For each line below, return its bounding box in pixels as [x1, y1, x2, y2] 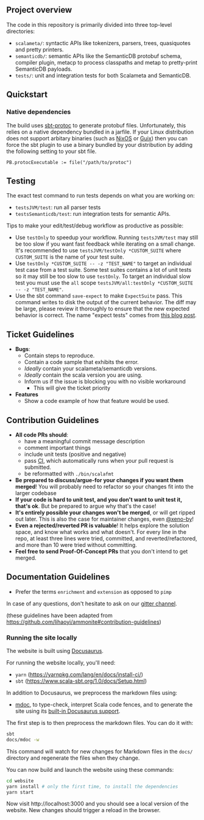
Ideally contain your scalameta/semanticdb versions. [24, 365, 157, 373]
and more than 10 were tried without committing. [15, 541, 137, 548]
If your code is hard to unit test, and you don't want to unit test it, [15, 496, 183, 503]
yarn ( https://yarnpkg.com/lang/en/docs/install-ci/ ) [15, 671, 144, 679]
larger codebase [15, 489, 57, 496]
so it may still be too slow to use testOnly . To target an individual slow [15, 273, 191, 280]
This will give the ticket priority [33, 384, 111, 392]
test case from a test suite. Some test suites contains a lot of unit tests [15, 266, 192, 274]
